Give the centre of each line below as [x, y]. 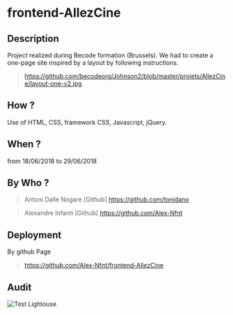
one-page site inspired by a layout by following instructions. [93, 63]
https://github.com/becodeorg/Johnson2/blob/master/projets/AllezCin [125, 76]
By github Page [29, 252]
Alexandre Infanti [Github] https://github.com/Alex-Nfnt [103, 213]
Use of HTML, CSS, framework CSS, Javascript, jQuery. [87, 122]
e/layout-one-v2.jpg [53, 84]
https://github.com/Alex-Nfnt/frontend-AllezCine [94, 266]
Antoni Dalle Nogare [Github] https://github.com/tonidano [106, 199]
